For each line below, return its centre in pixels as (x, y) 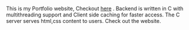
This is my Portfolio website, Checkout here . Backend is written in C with (95, 9)
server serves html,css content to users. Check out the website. (84, 21)
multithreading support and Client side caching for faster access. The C (93, 15)
